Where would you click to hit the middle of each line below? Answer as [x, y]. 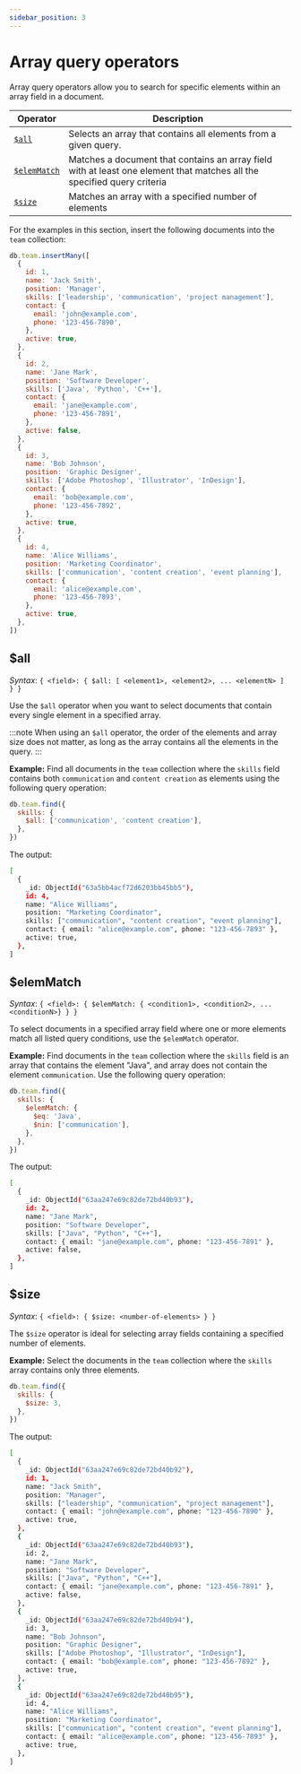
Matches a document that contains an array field [171, 160]
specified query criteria [118, 182]
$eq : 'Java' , [57, 1117]
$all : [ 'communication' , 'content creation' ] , [114, 821]
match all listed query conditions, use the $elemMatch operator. [124, 1038]
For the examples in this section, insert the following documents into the [142, 229]
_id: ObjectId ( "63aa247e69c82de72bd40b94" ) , [110, 1620]
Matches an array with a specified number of [163, 196]
